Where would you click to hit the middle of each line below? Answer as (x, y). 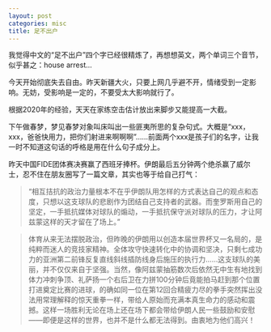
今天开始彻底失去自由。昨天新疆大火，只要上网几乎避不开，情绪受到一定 (129, 83)
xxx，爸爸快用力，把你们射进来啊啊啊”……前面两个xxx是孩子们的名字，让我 (133, 137)
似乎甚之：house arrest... (51, 65)
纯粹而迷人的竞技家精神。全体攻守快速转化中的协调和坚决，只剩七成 (142, 249)
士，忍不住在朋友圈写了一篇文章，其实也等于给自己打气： (104, 174)
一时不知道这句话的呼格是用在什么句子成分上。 (86, 147)
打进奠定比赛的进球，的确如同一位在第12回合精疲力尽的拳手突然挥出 (142, 290)
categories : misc (38, 23)
